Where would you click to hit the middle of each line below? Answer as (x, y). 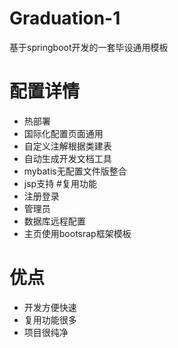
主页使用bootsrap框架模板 (77, 233)
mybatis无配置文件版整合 (75, 171)
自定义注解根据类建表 (67, 146)
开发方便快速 (50, 307)
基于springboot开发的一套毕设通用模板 (89, 47)
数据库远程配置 (54, 221)
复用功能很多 (50, 319)
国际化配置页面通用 (63, 133)
